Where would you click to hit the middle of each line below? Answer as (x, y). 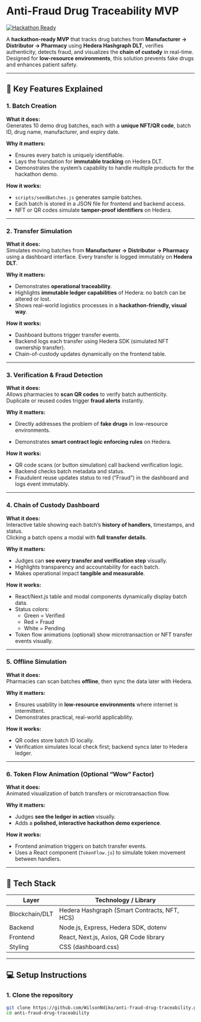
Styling (19, 947)
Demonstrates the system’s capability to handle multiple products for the (104, 167)
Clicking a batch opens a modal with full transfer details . (77, 537)
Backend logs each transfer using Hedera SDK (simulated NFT (92, 341)
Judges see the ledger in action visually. (65, 817)
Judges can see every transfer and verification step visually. (91, 560)
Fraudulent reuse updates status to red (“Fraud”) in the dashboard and (102, 478)
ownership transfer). (40, 347)
